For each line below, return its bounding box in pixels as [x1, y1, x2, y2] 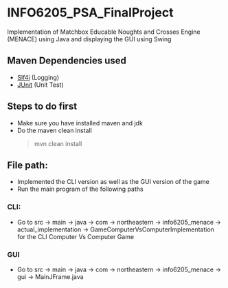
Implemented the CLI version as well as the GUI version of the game [16, 178, 209, 186]
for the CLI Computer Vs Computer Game [16, 232, 135, 240]
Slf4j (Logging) [16, 73, 60, 81]
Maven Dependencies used [7, 55, 127, 67]
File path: [7, 159, 48, 171]
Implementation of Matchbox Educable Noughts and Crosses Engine [7, 28, 201, 36]
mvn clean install [34, 139, 82, 147]
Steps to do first [7, 101, 78, 112]
